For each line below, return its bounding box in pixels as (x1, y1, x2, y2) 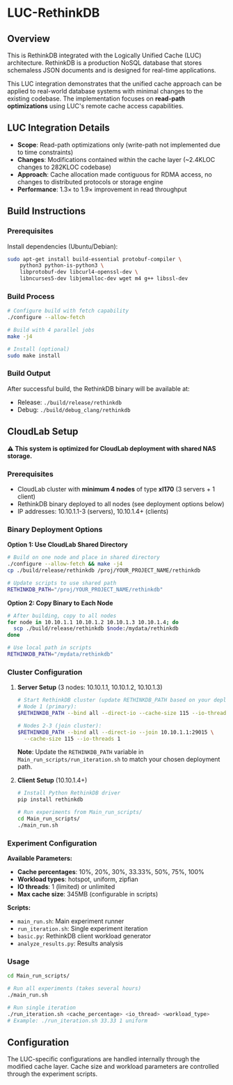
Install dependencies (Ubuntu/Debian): (7, 242, 118, 251)
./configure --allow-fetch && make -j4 (7, 561, 123, 568)
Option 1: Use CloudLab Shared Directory (7, 540, 128, 549)
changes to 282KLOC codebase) (17, 163, 111, 171)
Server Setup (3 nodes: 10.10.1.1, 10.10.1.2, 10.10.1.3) (17, 683, 163, 692)
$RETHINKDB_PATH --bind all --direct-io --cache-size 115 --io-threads (17, 709, 230, 716)
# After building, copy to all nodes (7, 612, 117, 619)
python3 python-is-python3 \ (19, 262, 104, 270)
